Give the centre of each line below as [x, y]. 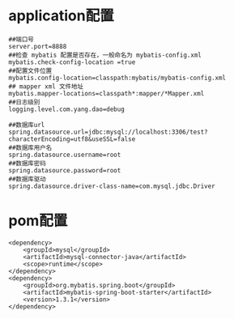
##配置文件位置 [30, 70]
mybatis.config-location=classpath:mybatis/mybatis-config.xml [117, 78]
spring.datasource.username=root [65, 155]
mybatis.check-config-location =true [72, 62]
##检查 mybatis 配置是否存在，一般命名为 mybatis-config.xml [105, 55]
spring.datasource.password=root [65, 170]
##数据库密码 [27, 163]
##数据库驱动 [27, 179]
